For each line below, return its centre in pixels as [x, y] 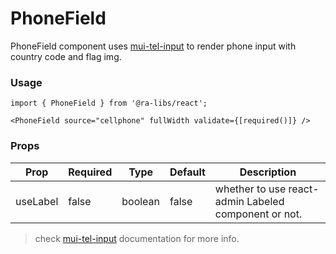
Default [187, 172]
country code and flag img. [66, 56]
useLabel [37, 201]
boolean [141, 201]
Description [268, 172]
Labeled [265, 201]
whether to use [250, 189]
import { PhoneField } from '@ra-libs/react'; [109, 103]
